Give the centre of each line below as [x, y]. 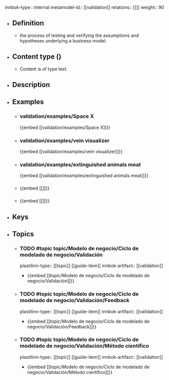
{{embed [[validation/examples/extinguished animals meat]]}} [84, 176]
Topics [23, 234]
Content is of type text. [44, 69]
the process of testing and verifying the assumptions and [79, 35]
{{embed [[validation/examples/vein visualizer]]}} [71, 152]
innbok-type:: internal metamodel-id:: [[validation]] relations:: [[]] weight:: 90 [85, 7]
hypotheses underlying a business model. [63, 40]
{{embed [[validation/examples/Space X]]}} [65, 127]
